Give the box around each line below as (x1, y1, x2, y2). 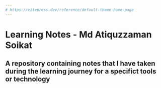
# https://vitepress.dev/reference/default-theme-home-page (5, 7, 134, 12)
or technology (5, 75, 50, 83)
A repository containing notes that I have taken (5, 59, 155, 68)
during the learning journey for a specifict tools (5, 67, 156, 75)
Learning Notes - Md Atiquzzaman (5, 28, 152, 40)
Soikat (5, 39, 33, 50)
